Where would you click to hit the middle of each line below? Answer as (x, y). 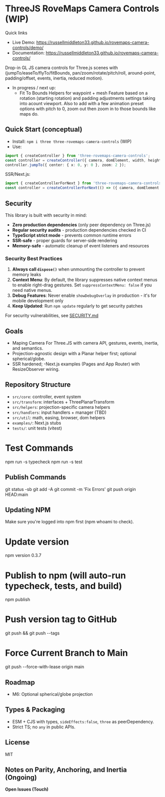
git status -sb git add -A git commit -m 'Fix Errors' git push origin (70, 489)
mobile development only (38, 301)
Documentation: (28, 53)
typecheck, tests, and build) (64, 586)
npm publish (18, 599)
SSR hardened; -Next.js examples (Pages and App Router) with (76, 364)
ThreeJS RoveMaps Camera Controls (82, 9)
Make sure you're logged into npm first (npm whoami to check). (69, 522)
